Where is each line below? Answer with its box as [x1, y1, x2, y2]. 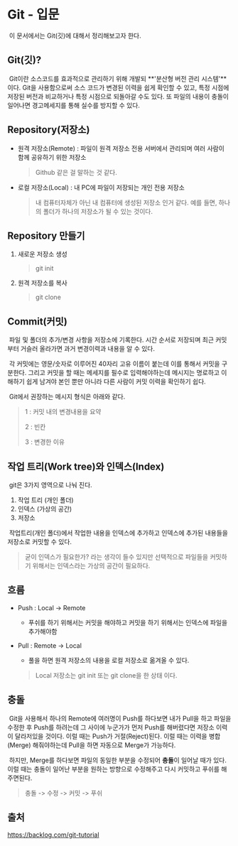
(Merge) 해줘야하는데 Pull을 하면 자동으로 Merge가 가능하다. [7, 740, 176, 749]
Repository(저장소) [7, 124, 90, 136]
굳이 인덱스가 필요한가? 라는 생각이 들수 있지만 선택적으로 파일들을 [24, 553, 208, 561]
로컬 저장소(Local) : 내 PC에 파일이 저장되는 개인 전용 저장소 [17, 183, 185, 192]
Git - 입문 [7, 6, 60, 23]
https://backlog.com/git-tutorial [7, 830, 99, 839]
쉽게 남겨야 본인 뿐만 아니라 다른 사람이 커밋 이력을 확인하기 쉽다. [26, 377, 206, 386]
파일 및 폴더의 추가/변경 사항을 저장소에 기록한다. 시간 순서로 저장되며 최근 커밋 [9, 335, 227, 345]
